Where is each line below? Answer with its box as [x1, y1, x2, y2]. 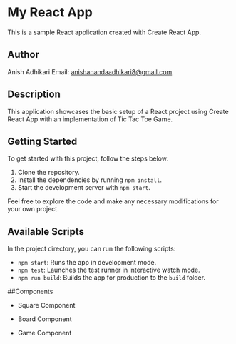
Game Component [17, 329, 72, 338]
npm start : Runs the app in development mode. [17, 258, 157, 267]
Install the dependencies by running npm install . [17, 176, 163, 184]
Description [7, 88, 61, 101]
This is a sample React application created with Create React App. [7, 28, 202, 36]
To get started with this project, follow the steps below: [7, 154, 169, 163]
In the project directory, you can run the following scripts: [7, 244, 176, 253]
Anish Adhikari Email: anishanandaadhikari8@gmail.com [7, 67, 173, 76]
